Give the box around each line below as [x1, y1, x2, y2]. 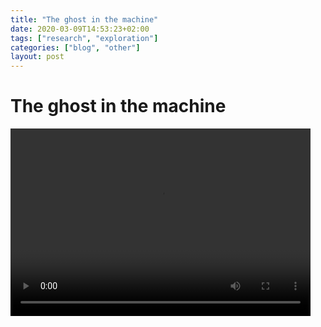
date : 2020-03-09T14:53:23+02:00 [10, 24, 150, 34]
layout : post [10, 52, 65, 62]
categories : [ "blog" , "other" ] [10, 42, 141, 53]
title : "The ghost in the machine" [10, 14, 159, 25]
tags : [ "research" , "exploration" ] [10, 33, 159, 43]
